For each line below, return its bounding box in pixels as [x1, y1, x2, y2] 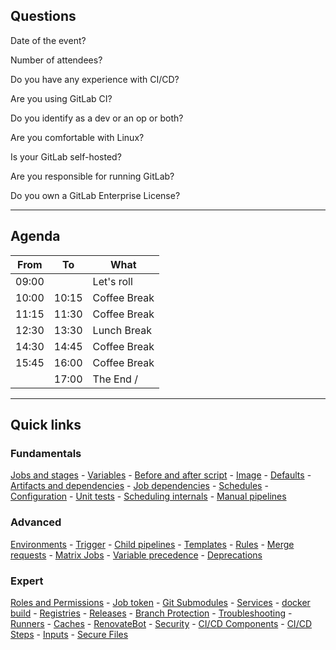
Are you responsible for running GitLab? [10, 170, 175, 182]
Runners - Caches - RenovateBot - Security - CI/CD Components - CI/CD [10, 617, 313, 629]
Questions [10, 8, 77, 25]
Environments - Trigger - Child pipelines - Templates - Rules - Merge [10, 538, 295, 550]
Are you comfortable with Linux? [10, 131, 145, 143]
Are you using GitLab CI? [10, 92, 113, 104]
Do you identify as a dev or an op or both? [10, 112, 184, 124]
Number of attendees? [10, 54, 103, 66]
